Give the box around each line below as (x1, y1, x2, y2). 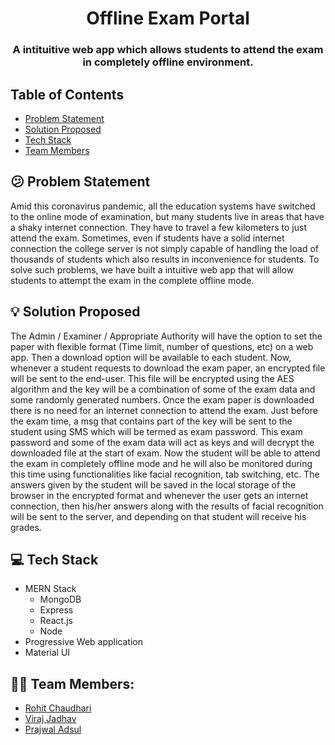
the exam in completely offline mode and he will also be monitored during (10, 457, 313, 469)
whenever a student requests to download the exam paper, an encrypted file (10, 362, 326, 374)
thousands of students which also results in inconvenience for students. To (10, 253, 320, 265)
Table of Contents (10, 86, 125, 103)
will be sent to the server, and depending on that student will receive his (10, 510, 307, 522)
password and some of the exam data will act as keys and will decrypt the (10, 436, 315, 448)
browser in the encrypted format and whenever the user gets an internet (10, 489, 309, 501)
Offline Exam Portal (86, 7, 250, 30)
